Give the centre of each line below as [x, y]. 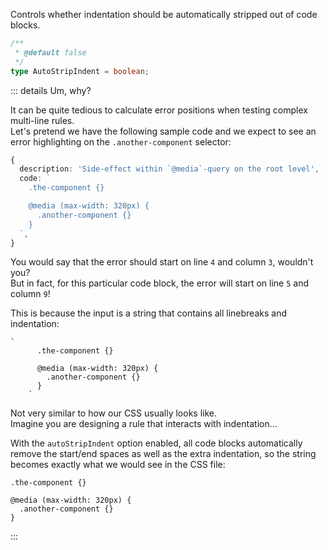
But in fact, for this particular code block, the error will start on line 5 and [160, 283]
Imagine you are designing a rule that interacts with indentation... [144, 424]
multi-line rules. [42, 120]
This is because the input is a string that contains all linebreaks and [148, 313]
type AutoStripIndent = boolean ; [80, 71]
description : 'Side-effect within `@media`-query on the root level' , [169, 169]
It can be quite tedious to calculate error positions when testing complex [159, 110]
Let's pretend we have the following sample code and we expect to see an [163, 131]
